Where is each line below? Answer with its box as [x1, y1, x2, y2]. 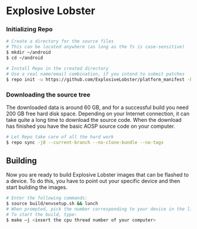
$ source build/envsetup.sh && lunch [6, 201, 98, 207]
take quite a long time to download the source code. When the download [6, 116, 182, 123]
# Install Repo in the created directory [6, 65, 109, 71]
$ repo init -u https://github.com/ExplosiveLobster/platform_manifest [6, 77, 185, 82]
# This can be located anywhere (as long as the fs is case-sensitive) [6, 44, 185, 50]
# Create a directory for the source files [6, 38, 114, 45]
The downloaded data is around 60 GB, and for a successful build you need [6, 104, 189, 111]
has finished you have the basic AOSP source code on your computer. [6, 122, 175, 130]
